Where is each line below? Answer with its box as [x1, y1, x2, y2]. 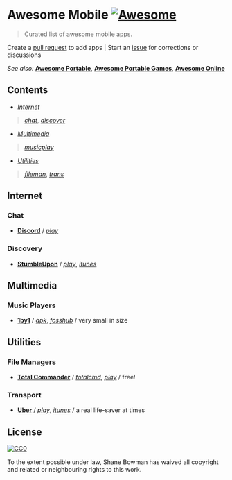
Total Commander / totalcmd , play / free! [17, 373, 136, 382]
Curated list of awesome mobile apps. [24, 30, 133, 38]
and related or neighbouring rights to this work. [7, 465, 142, 474]
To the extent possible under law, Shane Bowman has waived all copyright [7, 458, 220, 466]
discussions [7, 51, 42, 59]
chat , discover [24, 116, 66, 124]
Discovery [7, 243, 43, 253]
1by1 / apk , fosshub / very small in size [17, 316, 128, 325]
